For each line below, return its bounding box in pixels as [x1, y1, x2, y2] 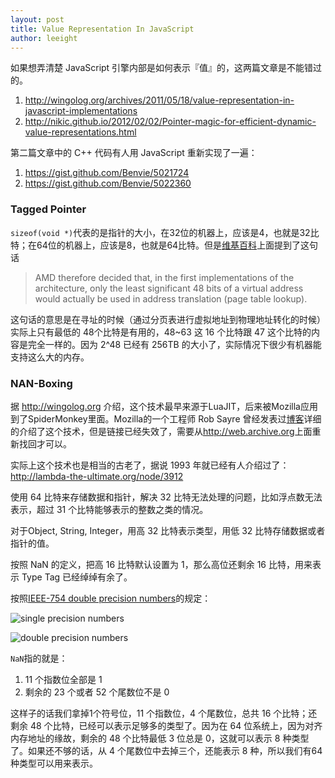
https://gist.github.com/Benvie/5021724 [24, 167, 190, 179]
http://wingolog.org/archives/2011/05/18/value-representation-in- [24, 94, 295, 106]
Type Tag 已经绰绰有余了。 [21, 571, 133, 583]
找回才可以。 [18, 437, 72, 450]
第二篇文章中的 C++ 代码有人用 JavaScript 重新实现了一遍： [10, 147, 258, 159]
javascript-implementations [24, 105, 138, 117]
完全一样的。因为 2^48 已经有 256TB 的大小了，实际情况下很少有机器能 [27, 338, 322, 350]
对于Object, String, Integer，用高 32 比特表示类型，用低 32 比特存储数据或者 [10, 524, 326, 536]
